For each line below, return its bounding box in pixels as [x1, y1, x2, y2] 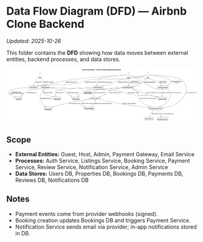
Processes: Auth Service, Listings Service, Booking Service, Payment [15, 157, 190, 164]
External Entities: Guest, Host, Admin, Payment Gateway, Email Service [15, 150, 195, 157]
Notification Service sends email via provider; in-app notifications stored [15, 223, 197, 230]
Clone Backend [6, 17, 84, 31]
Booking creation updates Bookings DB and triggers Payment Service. [15, 216, 191, 224]
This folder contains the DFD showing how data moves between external [6, 49, 188, 56]
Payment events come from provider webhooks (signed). [15, 210, 158, 217]
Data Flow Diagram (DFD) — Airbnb [6, 4, 187, 18]
